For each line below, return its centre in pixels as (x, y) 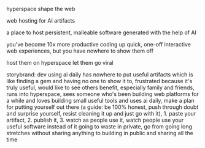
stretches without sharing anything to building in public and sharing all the (100, 133)
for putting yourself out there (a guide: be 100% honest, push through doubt (102, 107)
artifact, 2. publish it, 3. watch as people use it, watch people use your (95, 120)
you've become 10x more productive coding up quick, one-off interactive (99, 44)
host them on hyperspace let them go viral (60, 63)
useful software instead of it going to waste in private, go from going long (99, 127)
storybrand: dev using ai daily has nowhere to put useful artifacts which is (100, 75)
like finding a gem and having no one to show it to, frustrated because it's (99, 81)
